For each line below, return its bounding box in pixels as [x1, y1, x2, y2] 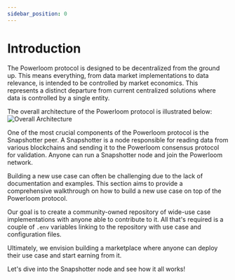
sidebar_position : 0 [7, 10, 68, 18]
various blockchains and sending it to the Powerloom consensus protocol [7, 143, 220, 152]
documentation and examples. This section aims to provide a [7, 179, 184, 187]
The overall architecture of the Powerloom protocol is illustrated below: [7, 107, 213, 116]
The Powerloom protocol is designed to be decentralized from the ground [7, 64, 220, 72]
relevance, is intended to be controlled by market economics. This [7, 79, 199, 87]
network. [7, 158, 34, 166]
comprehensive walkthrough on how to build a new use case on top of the [7, 187, 222, 195]
